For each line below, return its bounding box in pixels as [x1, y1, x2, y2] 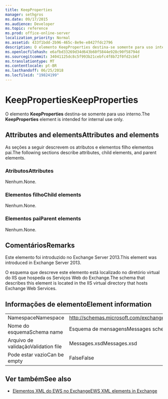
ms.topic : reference [5, 26, 48, 31]
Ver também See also [5, 374, 71, 383]
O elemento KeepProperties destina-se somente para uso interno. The [5, 111, 150, 117]
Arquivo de [7, 337, 33, 344]
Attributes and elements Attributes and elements [5, 131, 159, 140]
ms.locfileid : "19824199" [5, 73, 59, 78]
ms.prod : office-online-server [5, 31, 70, 36]
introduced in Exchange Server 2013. [5, 259, 81, 266]
